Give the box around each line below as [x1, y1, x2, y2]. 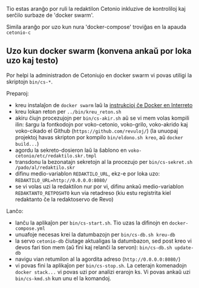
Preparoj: [6, 90, 29, 97]
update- [174, 244, 194, 250]
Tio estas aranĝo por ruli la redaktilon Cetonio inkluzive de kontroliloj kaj [6, 5, 186, 12]
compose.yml [15, 225, 45, 232]
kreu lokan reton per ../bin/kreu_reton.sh [15, 108, 122, 115]
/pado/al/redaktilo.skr [15, 165, 76, 171]
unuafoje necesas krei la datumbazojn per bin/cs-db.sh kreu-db [15, 231, 175, 238]
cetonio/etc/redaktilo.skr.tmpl [15, 152, 97, 159]
